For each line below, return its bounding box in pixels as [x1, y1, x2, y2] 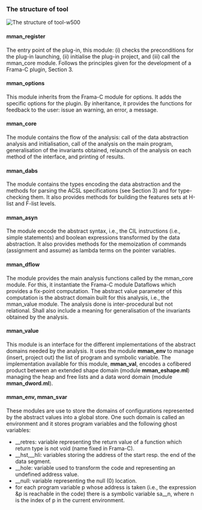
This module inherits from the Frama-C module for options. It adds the [6, 93, 182, 101]
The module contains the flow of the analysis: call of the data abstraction [6, 133, 189, 141]
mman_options [6, 80, 45, 87]
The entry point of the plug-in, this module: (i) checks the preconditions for [6, 46, 194, 54]
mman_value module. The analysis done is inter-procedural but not [6, 300, 173, 308]
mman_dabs [6, 167, 38, 174]
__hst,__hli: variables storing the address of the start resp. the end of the [15, 451, 196, 458]
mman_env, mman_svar [6, 394, 68, 401]
